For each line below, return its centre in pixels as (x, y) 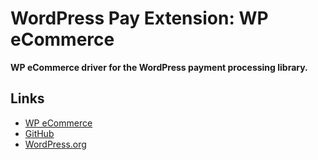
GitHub (39, 133)
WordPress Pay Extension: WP (139, 18)
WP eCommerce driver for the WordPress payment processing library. (159, 67)
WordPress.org (55, 144)
